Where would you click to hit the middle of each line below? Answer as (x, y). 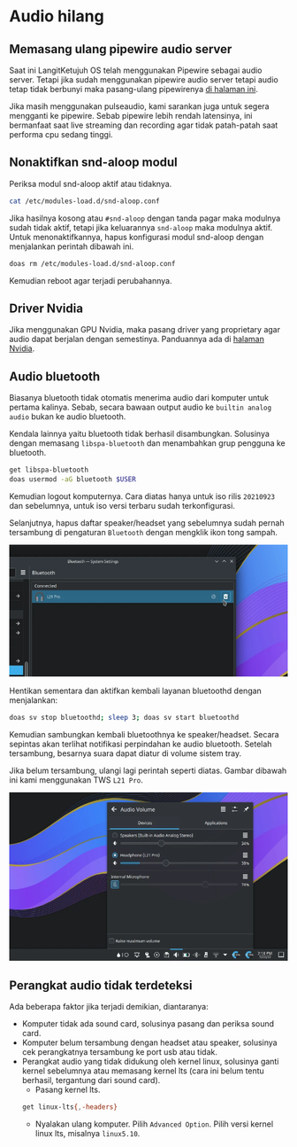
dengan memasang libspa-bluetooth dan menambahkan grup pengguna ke (147, 443)
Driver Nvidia (46, 308)
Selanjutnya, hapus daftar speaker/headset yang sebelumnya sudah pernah (147, 523)
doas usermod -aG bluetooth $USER (73, 480)
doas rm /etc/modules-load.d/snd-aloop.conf (92, 263)
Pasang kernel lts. (68, 1090)
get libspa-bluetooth (49, 470)
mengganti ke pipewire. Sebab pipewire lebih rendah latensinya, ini (131, 116)
